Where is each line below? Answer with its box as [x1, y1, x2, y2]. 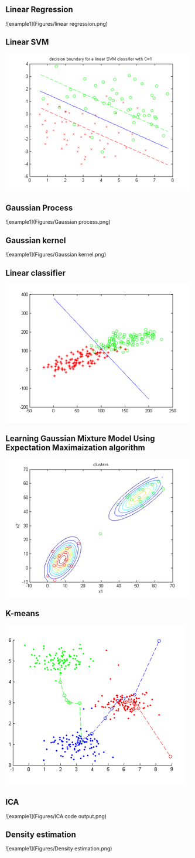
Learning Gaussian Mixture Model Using [5, 433, 156, 444]
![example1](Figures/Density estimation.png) [5, 845, 112, 852]
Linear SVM [5, 37, 49, 47]
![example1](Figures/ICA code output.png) [5, 812, 107, 819]
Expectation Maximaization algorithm [5, 443, 145, 453]
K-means [5, 609, 40, 618]
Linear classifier [5, 268, 66, 278]
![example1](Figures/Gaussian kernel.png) [5, 251, 107, 258]
